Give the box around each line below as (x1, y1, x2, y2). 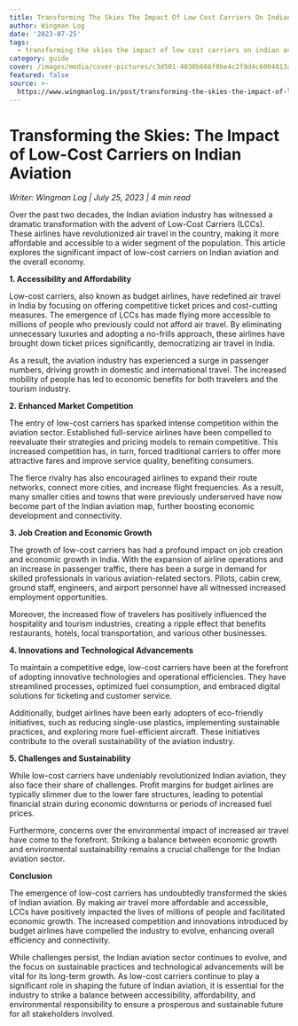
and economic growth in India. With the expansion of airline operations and (9, 554, 284, 565)
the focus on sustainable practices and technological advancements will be (9, 961, 285, 972)
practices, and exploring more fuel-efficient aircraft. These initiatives (9, 726, 260, 737)
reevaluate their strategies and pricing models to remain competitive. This (9, 436, 278, 448)
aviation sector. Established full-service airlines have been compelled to (9, 427, 272, 438)
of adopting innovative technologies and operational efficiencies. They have (9, 671, 286, 683)
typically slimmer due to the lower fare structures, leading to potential (9, 789, 263, 800)
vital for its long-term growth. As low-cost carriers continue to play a (9, 971, 260, 982)
